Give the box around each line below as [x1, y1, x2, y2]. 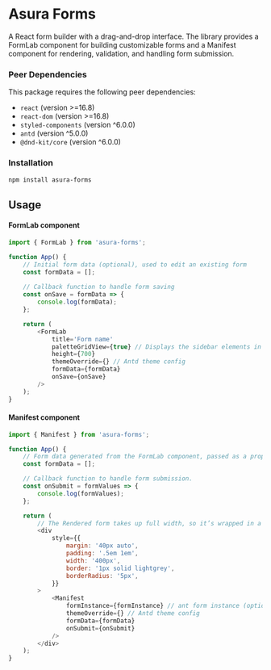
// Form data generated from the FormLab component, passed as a [23, 453, 248, 461]
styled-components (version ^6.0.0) [19, 120, 135, 130]
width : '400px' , [65, 556, 121, 565]
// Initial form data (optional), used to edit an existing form [23, 260, 248, 269]
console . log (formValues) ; [37, 489, 125, 497]
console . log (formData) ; [37, 298, 117, 307]
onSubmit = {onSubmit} [65, 624, 135, 632]
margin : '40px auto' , [65, 542, 139, 550]
